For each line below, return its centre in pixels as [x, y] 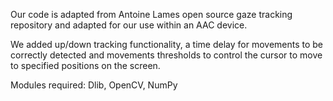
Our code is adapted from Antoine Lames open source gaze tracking [151, 14]
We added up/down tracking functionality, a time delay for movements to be [167, 44]
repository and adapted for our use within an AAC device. [129, 25]
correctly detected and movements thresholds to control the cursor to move [166, 55]
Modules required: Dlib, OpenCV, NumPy [94, 85]
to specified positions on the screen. [85, 65]
